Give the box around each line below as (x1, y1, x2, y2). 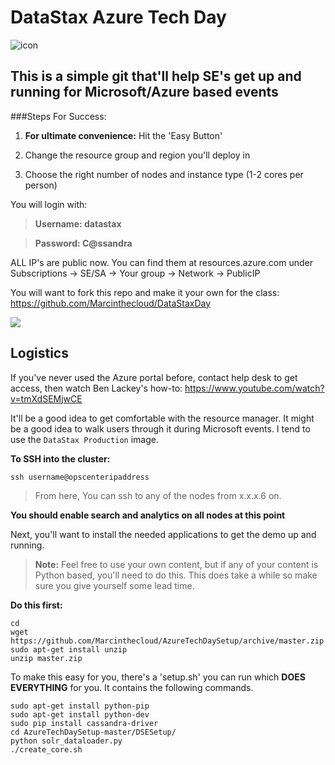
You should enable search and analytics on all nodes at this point (10, 509, 286, 521)
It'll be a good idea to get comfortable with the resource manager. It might (10, 412, 315, 424)
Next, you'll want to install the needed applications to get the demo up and (10, 528, 317, 540)
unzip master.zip (10, 653, 83, 663)
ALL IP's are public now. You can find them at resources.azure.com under (10, 256, 313, 268)
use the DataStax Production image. (10, 433, 159, 445)
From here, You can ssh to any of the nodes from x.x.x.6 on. (34, 489, 282, 501)
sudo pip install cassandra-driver (10, 718, 159, 728)
